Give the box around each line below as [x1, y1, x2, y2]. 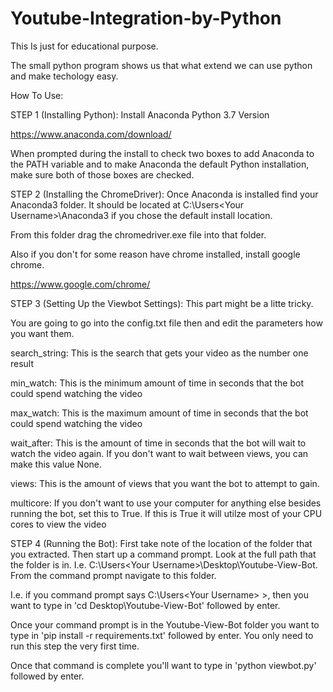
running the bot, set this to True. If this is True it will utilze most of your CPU [10, 507, 323, 519]
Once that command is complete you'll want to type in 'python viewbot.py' [10, 659, 317, 671]
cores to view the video [10, 518, 107, 530]
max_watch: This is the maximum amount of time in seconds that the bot [10, 407, 309, 419]
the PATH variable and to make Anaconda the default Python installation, [10, 158, 310, 170]
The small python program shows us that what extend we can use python [10, 59, 313, 71]
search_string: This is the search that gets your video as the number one [10, 347, 309, 359]
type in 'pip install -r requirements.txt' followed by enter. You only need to [10, 629, 314, 641]
